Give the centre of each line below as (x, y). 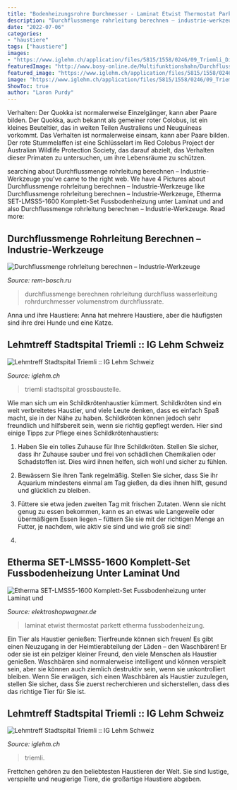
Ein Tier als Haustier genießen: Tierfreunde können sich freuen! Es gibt (110, 639)
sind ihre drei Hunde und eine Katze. (60, 323)
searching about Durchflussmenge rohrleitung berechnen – (93, 172)
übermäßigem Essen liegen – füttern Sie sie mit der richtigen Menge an (121, 519)
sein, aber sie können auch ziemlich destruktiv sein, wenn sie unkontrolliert (116, 669)
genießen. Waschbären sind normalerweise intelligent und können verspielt (117, 662)
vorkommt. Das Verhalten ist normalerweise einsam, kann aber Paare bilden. (118, 136)
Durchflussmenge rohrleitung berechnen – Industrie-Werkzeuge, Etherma (114, 194)
